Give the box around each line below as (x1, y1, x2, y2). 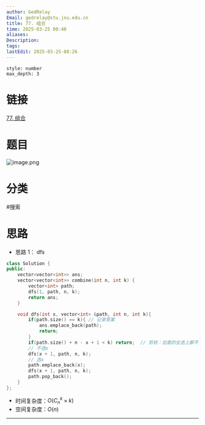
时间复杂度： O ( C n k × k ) (15, 396, 74, 406)
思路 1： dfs (15, 248, 45, 255)
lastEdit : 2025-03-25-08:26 (6, 49, 78, 55)
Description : (6, 37, 40, 43)
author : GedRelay (6, 9, 51, 15)
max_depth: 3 (6, 71, 40, 77)
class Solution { (6, 260, 51, 266)
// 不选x (28, 345, 49, 351)
